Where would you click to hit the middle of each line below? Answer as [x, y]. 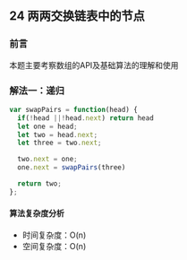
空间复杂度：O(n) [54, 247]
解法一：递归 [37, 91]
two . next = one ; [47, 160]
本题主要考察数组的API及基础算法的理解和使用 [94, 65]
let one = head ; [47, 126]
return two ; [40, 184]
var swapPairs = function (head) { [74, 109]
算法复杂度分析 [37, 213]
